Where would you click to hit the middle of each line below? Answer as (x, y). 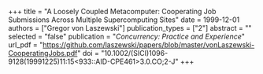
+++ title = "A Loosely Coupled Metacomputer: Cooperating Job (112, 11)
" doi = (89, 53)
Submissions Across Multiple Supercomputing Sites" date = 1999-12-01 (124, 20)
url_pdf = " (26, 45)
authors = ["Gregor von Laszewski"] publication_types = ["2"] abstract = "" (130, 28)
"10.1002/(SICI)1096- (135, 53)
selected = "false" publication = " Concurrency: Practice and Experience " (127, 36)
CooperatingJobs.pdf (43, 53)
